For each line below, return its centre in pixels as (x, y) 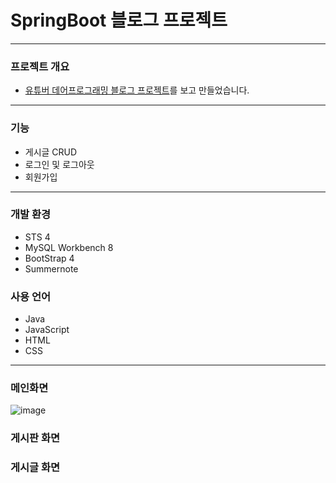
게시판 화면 (35, 438)
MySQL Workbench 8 (69, 247)
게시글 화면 (35, 468)
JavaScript (47, 330)
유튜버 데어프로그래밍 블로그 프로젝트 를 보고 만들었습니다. (137, 90)
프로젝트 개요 (40, 66)
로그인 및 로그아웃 (59, 164)
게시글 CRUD (51, 152)
